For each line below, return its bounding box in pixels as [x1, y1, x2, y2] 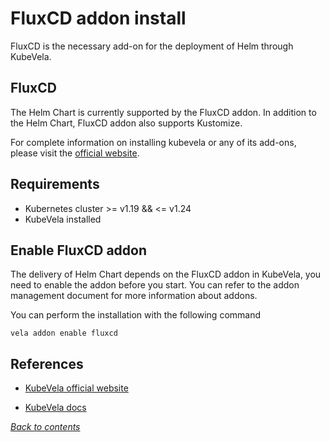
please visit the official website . [10, 147, 140, 159]
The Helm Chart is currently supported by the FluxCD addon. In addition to [10, 106, 317, 118]
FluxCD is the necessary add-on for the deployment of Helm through [10, 40, 294, 52]
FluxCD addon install [10, 7, 187, 30]
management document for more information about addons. [10, 290, 258, 302]
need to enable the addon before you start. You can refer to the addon [10, 279, 300, 291]
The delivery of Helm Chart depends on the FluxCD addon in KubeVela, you [10, 268, 322, 281]
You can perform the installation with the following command [10, 309, 262, 321]
